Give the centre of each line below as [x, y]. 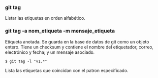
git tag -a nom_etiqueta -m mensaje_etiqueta [60, 31]
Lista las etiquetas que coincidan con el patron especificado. [67, 70]
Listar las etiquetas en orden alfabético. [45, 18]
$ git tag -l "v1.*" [26, 61]
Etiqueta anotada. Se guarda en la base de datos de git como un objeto [77, 41]
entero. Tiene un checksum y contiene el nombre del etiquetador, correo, [79, 47]
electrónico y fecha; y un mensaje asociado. [50, 52]
